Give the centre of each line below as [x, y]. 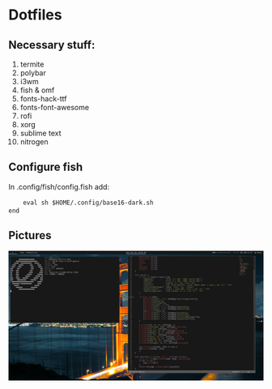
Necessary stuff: [52, 45]
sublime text [40, 133]
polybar [33, 73]
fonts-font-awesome [55, 107]
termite [32, 64]
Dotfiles [35, 15]
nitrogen [34, 142]
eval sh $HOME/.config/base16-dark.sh [88, 203]
